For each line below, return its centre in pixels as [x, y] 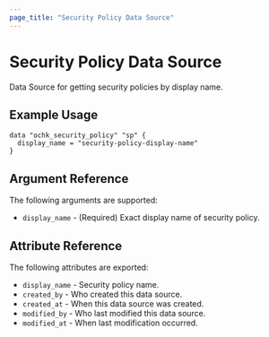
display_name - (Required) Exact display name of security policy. [141, 218]
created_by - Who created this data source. [102, 294]
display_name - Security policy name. [91, 285]
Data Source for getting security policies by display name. [117, 87]
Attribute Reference [66, 246]
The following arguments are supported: [84, 200]
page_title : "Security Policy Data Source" [92, 17]
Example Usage [54, 114]
